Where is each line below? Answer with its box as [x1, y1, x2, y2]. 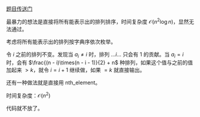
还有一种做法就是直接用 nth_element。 [6, 79, 101, 86]
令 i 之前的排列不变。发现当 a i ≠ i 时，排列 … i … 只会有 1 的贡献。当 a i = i [6, 50, 184, 59]
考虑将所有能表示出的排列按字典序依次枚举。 [6, 38, 116, 45]
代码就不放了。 [6, 105, 43, 112]
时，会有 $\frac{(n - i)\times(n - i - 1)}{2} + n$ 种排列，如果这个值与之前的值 [6, 59, 193, 67]
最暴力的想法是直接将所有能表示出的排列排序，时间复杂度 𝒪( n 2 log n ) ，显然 [6, 17, 189, 25]
